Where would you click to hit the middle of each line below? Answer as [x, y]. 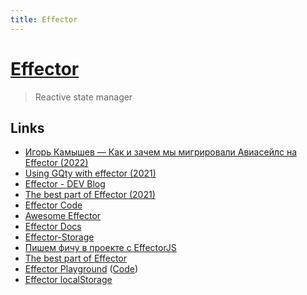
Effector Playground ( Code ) [81, 269]
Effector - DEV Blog [65, 184]
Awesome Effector [63, 216]
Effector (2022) [56, 163]
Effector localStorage [68, 280]
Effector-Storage [59, 237]
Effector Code [53, 205]
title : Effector [44, 19]
